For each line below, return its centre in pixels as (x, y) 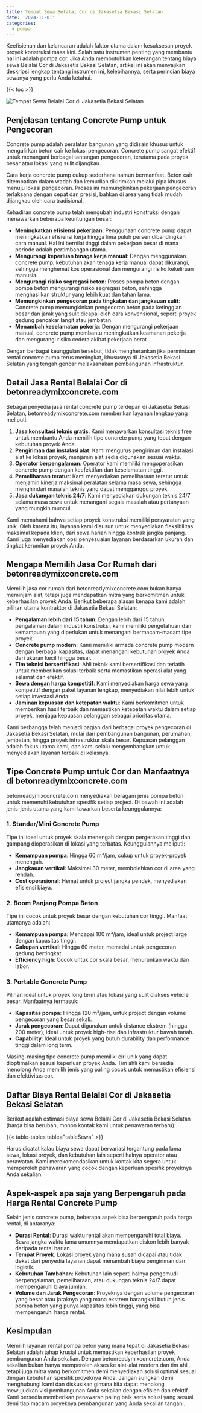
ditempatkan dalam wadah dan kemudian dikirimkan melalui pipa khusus (96, 182)
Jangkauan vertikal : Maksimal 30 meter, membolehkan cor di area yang (105, 868)
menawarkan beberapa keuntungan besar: (59, 219)
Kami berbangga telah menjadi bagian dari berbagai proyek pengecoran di (99, 727)
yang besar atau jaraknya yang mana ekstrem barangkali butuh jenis (100, 1300)
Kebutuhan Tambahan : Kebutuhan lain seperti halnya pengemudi (96, 1274)
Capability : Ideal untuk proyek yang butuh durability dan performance (102, 1038)
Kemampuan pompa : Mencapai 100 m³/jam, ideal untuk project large (101, 934)
